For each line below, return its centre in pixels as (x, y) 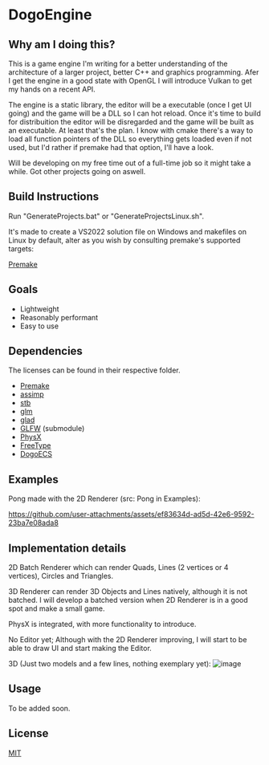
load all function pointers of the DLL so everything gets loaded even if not (130, 139)
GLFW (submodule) (52, 429)
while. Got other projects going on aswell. (77, 171)
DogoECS (36, 454)
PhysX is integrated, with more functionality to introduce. (102, 625)
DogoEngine (50, 15)
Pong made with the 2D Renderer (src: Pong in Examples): (104, 498)
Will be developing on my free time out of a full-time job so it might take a (130, 163)
